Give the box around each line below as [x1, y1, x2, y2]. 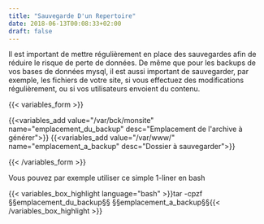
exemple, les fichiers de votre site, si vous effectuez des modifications [8, 75, 245, 86]
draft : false [8, 27, 53, 35]
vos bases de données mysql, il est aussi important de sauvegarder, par [8, 67, 249, 77]
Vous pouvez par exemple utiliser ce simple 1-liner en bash [8, 173, 206, 183]
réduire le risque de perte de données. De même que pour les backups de [8, 58, 256, 68]
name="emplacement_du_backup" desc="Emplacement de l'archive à [8, 124, 243, 134]
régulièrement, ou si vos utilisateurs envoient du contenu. [8, 84, 201, 94]
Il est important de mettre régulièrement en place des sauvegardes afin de [8, 50, 257, 59]
